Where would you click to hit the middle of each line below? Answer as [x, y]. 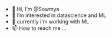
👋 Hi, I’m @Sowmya [35, 9]
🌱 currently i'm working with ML [50, 21]
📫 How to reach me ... [39, 28]
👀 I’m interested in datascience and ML [59, 15]
